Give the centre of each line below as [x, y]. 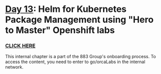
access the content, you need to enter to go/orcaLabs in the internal [75, 62]
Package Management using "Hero [79, 20]
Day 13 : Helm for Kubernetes [66, 9]
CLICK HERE [20, 46]
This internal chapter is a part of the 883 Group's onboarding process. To [80, 57]
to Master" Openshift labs [60, 30]
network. [14, 67]
